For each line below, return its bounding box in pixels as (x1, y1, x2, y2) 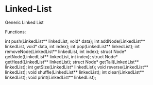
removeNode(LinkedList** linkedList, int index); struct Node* (5, 49, 127, 54)
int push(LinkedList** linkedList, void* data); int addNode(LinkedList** (5, 38, 146, 44)
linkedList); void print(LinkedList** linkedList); (5, 74, 96, 80)
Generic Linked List (5, 19, 44, 25)
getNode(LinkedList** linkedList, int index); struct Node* (5, 53, 118, 59)
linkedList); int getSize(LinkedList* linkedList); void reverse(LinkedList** (5, 64, 149, 70)
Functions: (5, 29, 26, 34)
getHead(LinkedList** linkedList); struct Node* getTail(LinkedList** (5, 59, 139, 65)
